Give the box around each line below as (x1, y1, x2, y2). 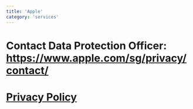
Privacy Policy (6, 90, 77, 104)
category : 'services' (6, 14, 59, 20)
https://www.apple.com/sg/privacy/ (6, 51, 187, 65)
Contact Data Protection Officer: (6, 39, 167, 52)
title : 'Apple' (6, 8, 43, 15)
